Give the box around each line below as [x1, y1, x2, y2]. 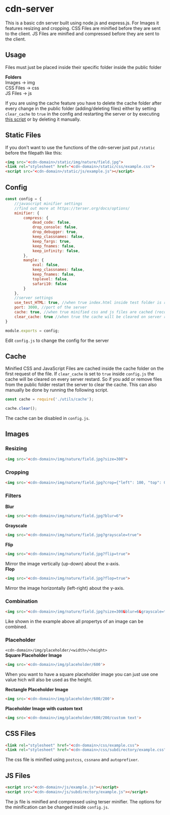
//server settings [14, 295, 53, 301]
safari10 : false [32, 281, 67, 287]
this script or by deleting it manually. [5, 116, 81, 122]
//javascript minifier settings [14, 201, 82, 206]
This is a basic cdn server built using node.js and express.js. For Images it [5, 20, 159, 26]
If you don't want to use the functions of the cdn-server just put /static [5, 144, 155, 150]
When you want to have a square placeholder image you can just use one [5, 671, 158, 677]
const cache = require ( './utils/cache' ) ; [5, 397, 94, 402]
